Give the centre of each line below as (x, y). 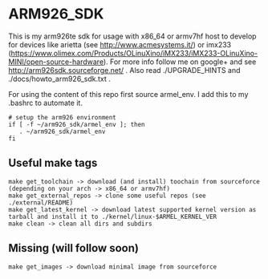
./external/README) (41, 202)
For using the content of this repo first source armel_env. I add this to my (128, 94)
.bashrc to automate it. (45, 103)
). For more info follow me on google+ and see (180, 62)
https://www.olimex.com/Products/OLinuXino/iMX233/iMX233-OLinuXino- (134, 53)
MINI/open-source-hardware (56, 62)
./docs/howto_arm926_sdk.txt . (59, 79)
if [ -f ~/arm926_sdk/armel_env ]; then (77, 124)
